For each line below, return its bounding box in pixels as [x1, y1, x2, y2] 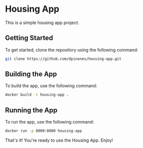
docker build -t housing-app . [5, 92, 69, 98]
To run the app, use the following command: [5, 119, 95, 125]
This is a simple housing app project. [5, 20, 79, 25]
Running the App [5, 106, 58, 114]
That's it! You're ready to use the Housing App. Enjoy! [5, 137, 114, 143]
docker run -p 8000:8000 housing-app [5, 128, 82, 133]
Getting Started [5, 34, 53, 42]
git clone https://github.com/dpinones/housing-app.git [5, 56, 121, 61]
